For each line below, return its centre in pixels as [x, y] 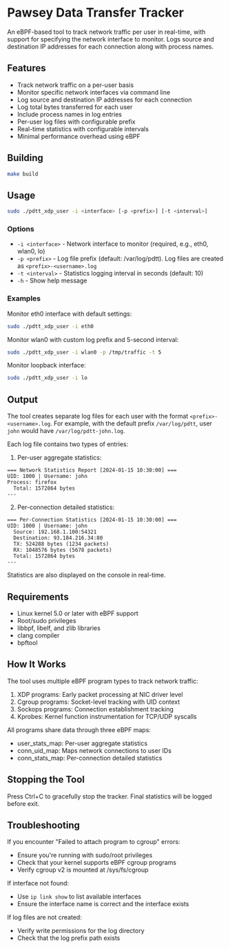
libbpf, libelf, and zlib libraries [59, 628]
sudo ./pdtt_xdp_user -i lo [48, 378]
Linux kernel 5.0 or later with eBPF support [78, 613]
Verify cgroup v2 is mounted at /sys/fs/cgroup [83, 870]
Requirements [38, 596]
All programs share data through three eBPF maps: [79, 729]
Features [27, 68]
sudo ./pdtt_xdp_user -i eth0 [51, 326]
